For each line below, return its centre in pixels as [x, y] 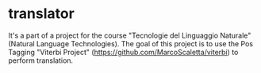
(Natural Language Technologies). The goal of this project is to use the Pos [131, 43]
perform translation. [41, 60]
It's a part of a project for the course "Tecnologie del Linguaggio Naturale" [130, 35]
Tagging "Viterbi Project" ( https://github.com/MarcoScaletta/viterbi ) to [123, 52]
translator [42, 14]
